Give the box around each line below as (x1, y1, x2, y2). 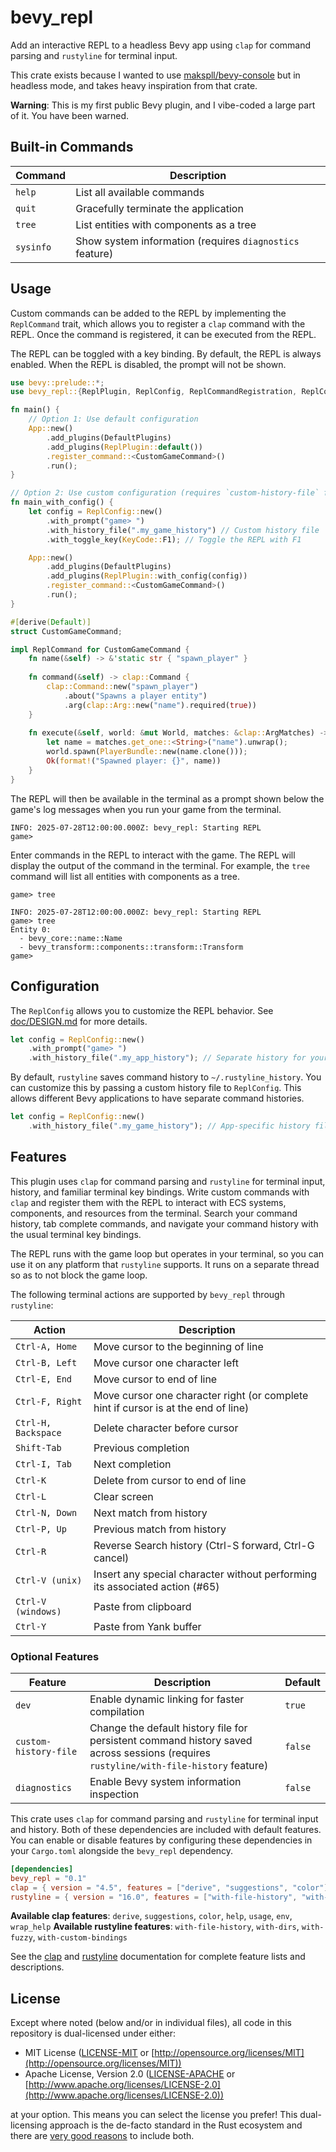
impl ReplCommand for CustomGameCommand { (10, 644, 190, 655)
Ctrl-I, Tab (15, 1458, 73, 1470)
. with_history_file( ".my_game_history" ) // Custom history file (46, 525, 320, 535)
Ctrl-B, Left (15, 1357, 78, 1368)
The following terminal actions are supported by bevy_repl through (10, 1288, 285, 1300)
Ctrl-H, (15, 1417, 52, 1428)
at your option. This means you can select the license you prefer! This (10, 2109, 298, 2121)
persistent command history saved (89, 1733, 253, 1747)
